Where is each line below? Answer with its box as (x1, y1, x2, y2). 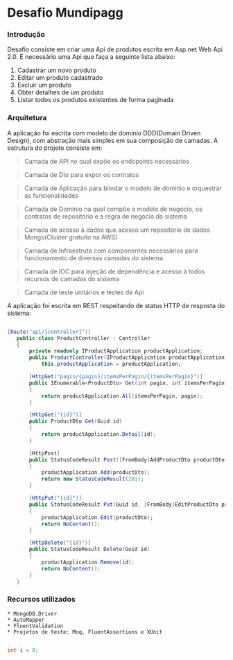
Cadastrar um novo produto (17, 66, 97, 74)
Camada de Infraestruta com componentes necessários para (24, 246, 198, 255)
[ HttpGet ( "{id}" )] (28, 412, 82, 418)
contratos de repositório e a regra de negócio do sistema (24, 212, 187, 220)
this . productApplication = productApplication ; (41, 361, 182, 368)
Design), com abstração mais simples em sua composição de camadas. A (7, 136, 218, 144)
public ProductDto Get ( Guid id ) (28, 418, 123, 425)
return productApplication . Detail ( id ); (41, 431, 157, 438)
